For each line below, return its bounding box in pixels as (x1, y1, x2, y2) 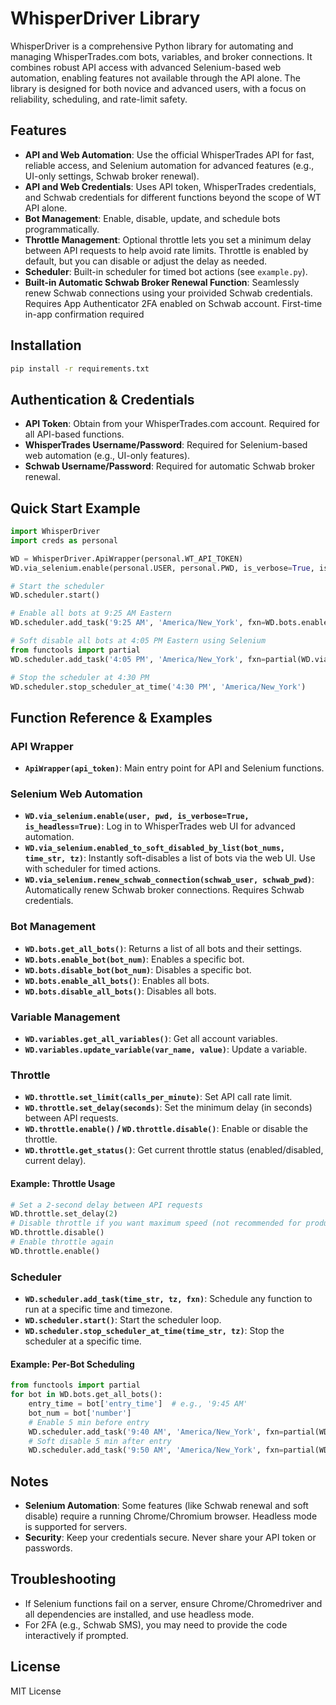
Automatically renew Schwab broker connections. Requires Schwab (24, 884, 305, 896)
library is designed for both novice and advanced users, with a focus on (10, 82, 307, 94)
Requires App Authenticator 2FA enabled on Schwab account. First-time (24, 297, 323, 309)
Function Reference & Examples (10, 709, 213, 726)
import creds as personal (10, 535, 118, 546)
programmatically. (24, 223, 100, 235)
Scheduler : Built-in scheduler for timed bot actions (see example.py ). (24, 265, 308, 277)
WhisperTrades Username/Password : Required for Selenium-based (24, 439, 308, 451)
